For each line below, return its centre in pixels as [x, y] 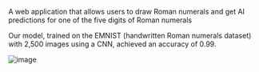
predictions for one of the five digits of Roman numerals [100, 20]
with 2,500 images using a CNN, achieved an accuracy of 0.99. [112, 44]
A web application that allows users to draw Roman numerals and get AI [127, 12]
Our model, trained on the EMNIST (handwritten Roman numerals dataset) [130, 36]
